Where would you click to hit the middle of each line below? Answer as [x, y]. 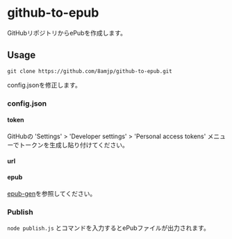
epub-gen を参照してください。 [52, 193]
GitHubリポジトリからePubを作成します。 [67, 33]
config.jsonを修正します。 [44, 85]
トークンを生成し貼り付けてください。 [74, 145]
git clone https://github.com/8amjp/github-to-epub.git [90, 71]
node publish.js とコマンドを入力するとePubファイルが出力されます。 [108, 228]
